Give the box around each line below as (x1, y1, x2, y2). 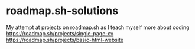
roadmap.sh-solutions (6, 4, 119, 18)
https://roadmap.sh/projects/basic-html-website (6, 36, 124, 43)
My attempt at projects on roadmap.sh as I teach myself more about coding (6, 24, 190, 31)
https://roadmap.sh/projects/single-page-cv (6, 30, 114, 37)
